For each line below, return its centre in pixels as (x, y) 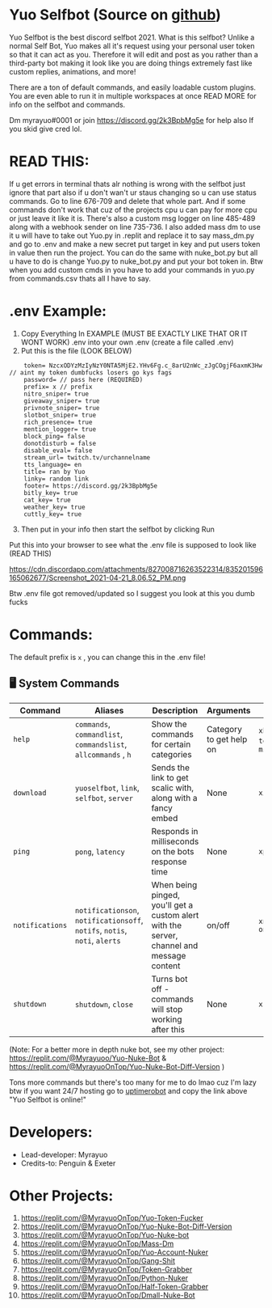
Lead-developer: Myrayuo (64, 1154)
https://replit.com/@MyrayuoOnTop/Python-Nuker (105, 1278)
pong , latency (100, 851)
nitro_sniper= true (56, 394)
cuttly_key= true (53, 514)
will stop (167, 1009)
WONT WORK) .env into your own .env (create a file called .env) (127, 342)
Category (224, 729)
